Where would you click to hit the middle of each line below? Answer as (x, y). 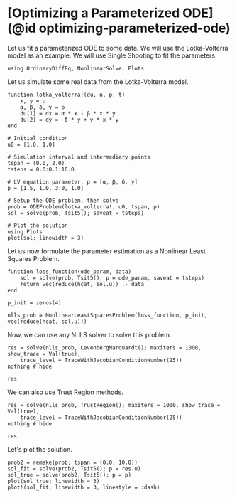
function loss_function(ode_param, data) (70, 272)
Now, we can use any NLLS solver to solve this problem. (89, 334)
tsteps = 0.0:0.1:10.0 (41, 169)
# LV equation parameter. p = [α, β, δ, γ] (73, 182)
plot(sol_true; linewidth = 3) (54, 481)
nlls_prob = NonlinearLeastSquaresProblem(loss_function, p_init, (108, 315)
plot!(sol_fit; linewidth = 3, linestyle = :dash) (84, 487)
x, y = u (33, 101)
